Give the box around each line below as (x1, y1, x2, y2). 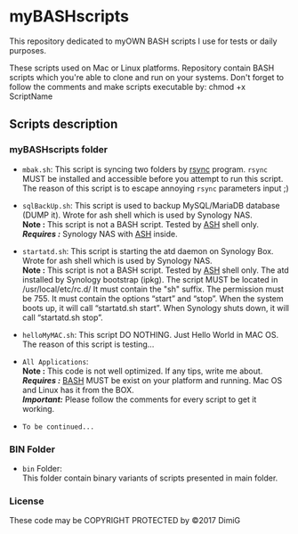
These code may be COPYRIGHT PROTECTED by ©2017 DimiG (9, 515, 241, 526)
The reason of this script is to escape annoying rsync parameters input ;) (21, 183, 289, 193)
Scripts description (9, 117, 118, 132)
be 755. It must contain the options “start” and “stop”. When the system (21, 292, 284, 304)
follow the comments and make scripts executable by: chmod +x (9, 81, 246, 92)
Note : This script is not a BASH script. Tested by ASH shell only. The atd (21, 265, 289, 275)
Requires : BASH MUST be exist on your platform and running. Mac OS (21, 374, 283, 385)
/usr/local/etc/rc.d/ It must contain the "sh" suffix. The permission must (21, 283, 285, 294)
